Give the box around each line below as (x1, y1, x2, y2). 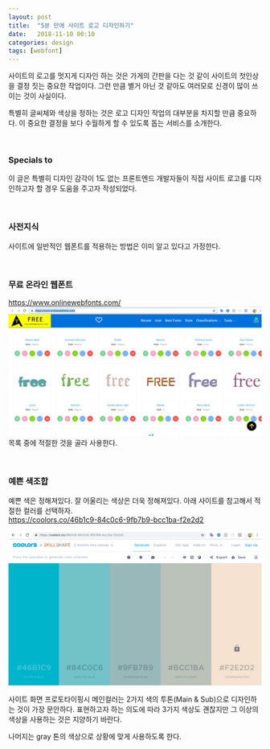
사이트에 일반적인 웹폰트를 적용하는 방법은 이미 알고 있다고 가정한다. (8, 241, 221, 251)
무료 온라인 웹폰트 (8, 278, 74, 290)
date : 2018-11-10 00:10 (8, 30, 95, 38)
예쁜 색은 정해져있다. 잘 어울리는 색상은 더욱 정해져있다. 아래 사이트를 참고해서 (8, 496, 253, 505)
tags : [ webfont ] (8, 47, 63, 56)
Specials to (8, 154, 53, 166)
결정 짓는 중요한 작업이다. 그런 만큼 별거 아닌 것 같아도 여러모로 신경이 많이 (16, 81, 251, 91)
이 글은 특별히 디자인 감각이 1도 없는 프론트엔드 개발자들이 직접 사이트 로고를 (8, 174, 247, 183)
